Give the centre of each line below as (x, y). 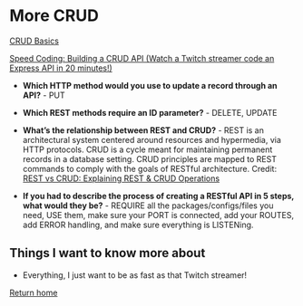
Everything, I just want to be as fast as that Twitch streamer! (135, 275)
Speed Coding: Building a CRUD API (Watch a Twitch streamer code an (142, 58)
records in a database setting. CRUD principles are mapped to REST (149, 158)
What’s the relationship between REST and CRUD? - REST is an (143, 130)
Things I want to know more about (108, 253)
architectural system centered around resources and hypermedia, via (151, 139)
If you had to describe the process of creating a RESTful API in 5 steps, (158, 196)
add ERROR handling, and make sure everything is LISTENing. (138, 225)
